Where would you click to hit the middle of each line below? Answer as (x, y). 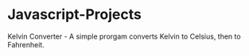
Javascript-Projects (75, 15)
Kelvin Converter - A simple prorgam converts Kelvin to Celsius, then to (124, 36)
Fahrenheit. (26, 44)
